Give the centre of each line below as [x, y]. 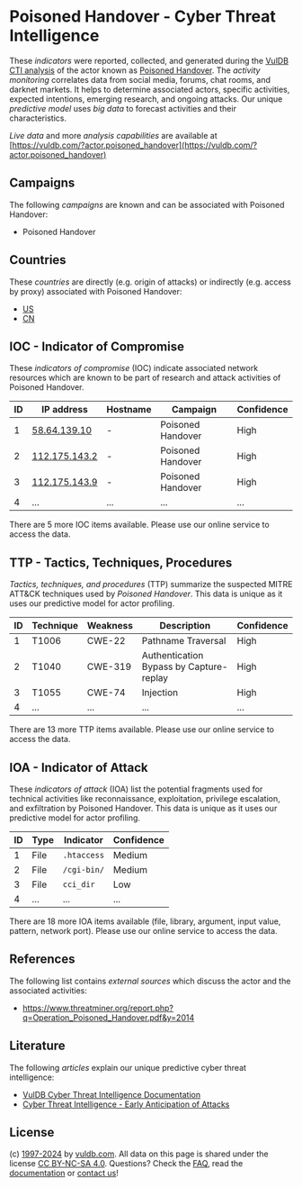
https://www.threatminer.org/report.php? [98, 1008]
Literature [37, 1046]
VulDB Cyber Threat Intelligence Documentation [111, 1094]
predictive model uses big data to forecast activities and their [123, 108]
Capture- [208, 666]
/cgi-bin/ [84, 870]
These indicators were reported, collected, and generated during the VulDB [149, 60]
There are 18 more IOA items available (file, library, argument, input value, [145, 921]
